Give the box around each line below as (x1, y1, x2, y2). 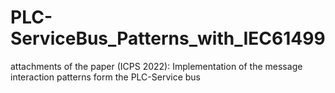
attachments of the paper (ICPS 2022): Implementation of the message (10, 60, 303, 72)
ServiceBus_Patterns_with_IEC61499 (10, 27, 326, 50)
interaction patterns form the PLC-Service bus (10, 71, 201, 83)
